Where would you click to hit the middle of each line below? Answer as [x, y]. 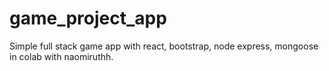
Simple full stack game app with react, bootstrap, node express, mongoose [164, 46]
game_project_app [88, 18]
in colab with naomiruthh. [61, 56]
